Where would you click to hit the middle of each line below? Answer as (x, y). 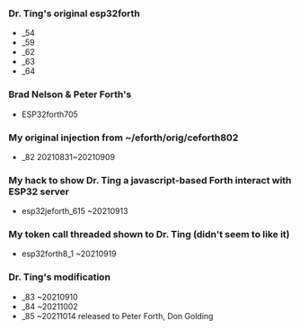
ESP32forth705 (49, 114)
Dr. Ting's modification (60, 277)
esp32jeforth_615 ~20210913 (75, 211)
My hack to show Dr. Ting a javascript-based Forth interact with (150, 180)
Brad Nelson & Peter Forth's (70, 94)
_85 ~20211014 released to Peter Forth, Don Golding (117, 316)
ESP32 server (39, 192)
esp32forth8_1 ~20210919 (69, 254)
